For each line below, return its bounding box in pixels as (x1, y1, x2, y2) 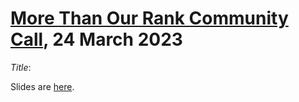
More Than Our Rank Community (10, 7, 289, 30)
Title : (10, 61, 32, 73)
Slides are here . (10, 80, 75, 92)
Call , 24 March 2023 (10, 28, 183, 51)
